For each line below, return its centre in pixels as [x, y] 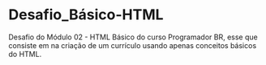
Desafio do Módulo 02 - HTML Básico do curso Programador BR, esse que [133, 37]
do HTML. [25, 54]
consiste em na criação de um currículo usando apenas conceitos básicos [133, 45]
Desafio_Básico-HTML [86, 15]
